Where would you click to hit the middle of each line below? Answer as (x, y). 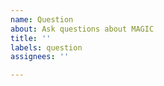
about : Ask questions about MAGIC (82, 29)
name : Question (42, 19)
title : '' (31, 38)
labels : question (46, 47)
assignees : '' (40, 57)
